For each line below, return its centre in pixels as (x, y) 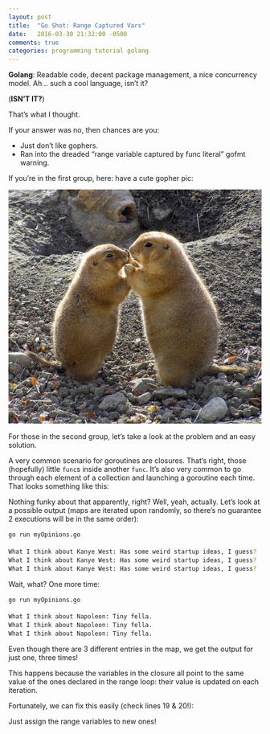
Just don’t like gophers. (59, 146)
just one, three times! (43, 658)
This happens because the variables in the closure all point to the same (126, 673)
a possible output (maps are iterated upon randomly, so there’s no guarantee (135, 511)
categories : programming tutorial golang (79, 51)
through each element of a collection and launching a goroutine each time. (132, 478)
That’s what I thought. (44, 115)
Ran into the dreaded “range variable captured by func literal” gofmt (133, 154)
